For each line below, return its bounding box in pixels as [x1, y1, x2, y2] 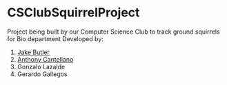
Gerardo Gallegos [17, 70, 68, 78]
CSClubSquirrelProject [7, 5, 140, 21]
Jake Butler [17, 48, 50, 56]
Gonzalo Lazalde [17, 62, 66, 71]
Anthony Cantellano [17, 55, 74, 63]
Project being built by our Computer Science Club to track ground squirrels [7, 27, 220, 36]
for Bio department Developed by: [7, 34, 103, 42]
